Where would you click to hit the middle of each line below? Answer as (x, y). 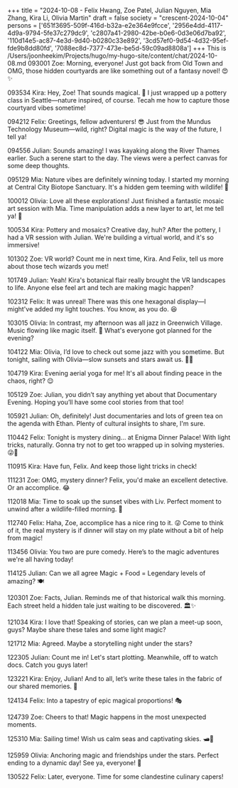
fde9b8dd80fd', (30, 48)
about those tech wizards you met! (58, 266)
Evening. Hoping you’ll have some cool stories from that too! (96, 402)
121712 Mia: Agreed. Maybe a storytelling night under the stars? (100, 643)
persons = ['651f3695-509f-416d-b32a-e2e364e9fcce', (89, 25)
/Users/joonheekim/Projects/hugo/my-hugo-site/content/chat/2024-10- (113, 56)
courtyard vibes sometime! (47, 108)
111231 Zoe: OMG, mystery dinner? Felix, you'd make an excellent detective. (118, 480)
